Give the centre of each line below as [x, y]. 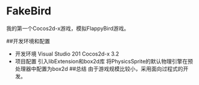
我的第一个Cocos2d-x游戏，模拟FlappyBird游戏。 [68, 28]
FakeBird [29, 11]
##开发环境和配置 [28, 41]
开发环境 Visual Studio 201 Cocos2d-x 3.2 [67, 54]
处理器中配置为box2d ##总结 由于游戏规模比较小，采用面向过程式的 [99, 69]
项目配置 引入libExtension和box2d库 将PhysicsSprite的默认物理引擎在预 [104, 61]
